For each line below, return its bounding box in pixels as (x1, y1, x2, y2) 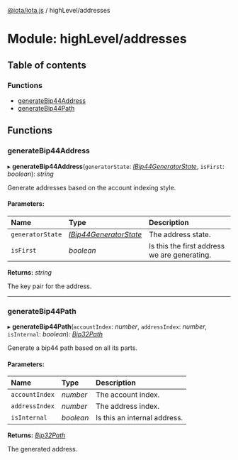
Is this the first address (148, 241, 225, 251)
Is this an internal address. (95, 413, 183, 423)
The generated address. (7, 445, 78, 454)
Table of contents (7, 59, 86, 71)
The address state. (148, 229, 211, 239)
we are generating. (148, 250, 211, 260)
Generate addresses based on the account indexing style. (7, 183, 176, 192)
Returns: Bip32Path (7, 431, 66, 439)
